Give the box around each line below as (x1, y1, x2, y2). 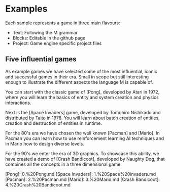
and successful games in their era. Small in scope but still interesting (5, 74, 149, 80)
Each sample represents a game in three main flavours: (5, 20, 120, 26)
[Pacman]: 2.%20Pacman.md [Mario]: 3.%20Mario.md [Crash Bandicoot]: (5, 176, 160, 182)
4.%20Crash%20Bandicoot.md (5, 181, 71, 187)
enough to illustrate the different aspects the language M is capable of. (5, 79, 153, 85)
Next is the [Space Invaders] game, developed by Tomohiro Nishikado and (5, 109, 161, 115)
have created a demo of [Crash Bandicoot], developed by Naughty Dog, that (5, 156, 165, 162)
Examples (5, 3, 48, 15)
